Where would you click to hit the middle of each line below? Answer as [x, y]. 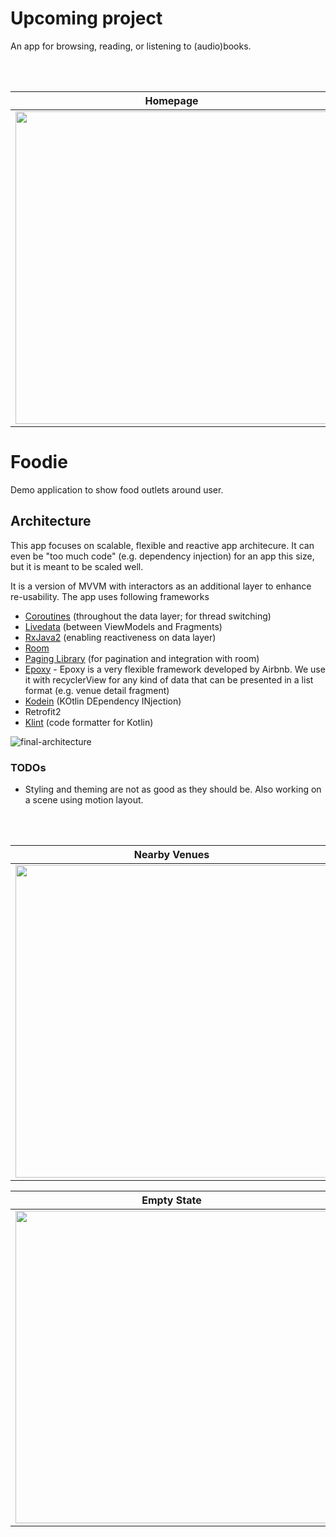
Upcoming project [86, 18]
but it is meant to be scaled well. [77, 566]
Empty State [171, 1200]
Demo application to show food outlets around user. [117, 489]
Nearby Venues [171, 854]
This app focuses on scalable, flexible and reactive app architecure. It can [162, 545]
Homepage [171, 100]
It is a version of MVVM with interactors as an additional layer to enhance [161, 586]
